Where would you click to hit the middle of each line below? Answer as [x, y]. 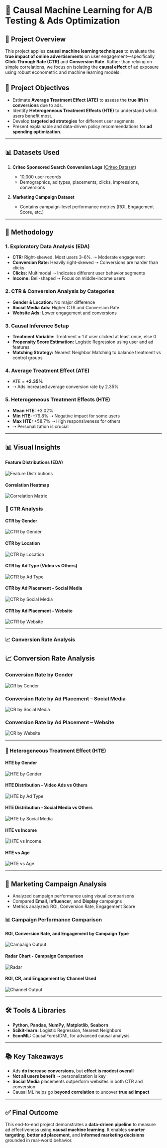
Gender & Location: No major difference [54, 302]
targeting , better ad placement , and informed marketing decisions [75, 1135]
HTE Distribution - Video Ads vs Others [46, 785]
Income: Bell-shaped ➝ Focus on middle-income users [69, 278]
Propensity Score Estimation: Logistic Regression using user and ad [83, 342]
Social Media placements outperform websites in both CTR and [78, 1082]
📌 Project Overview [36, 39]
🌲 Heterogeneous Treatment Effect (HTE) [56, 751]
